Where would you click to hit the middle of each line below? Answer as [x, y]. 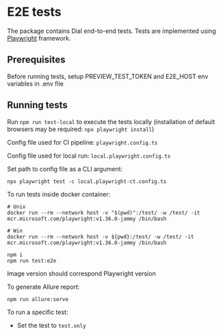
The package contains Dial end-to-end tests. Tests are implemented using [112, 31]
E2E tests [34, 12]
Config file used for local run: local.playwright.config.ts [89, 156]
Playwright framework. [39, 38]
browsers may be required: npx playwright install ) [81, 129]
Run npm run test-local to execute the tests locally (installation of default [111, 121]
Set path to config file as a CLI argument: [65, 169]
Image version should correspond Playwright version [81, 273]
